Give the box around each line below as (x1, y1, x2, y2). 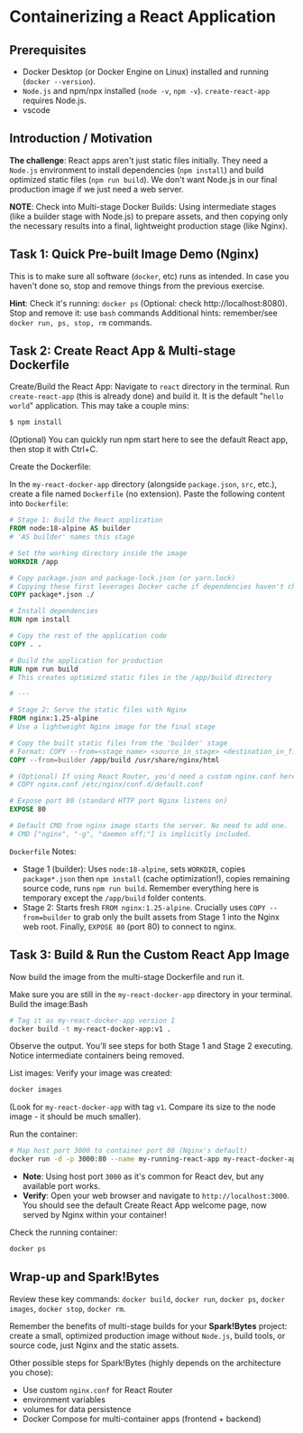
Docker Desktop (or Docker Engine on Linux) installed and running (22, 66, 269, 77)
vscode (22, 105, 51, 115)
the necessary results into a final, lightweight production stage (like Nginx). (9, 220, 289, 231)
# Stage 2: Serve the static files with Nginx (9, 705, 188, 715)
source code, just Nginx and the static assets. (9, 1340, 179, 1351)
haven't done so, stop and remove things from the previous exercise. (9, 280, 265, 291)
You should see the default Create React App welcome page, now (22, 1200, 268, 1211)
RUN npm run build (9, 665, 78, 674)
